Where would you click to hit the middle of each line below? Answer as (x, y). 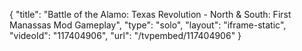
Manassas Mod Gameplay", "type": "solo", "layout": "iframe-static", (148, 25)
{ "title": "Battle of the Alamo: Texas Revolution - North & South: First (150, 14)
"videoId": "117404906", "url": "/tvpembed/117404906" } (125, 35)
